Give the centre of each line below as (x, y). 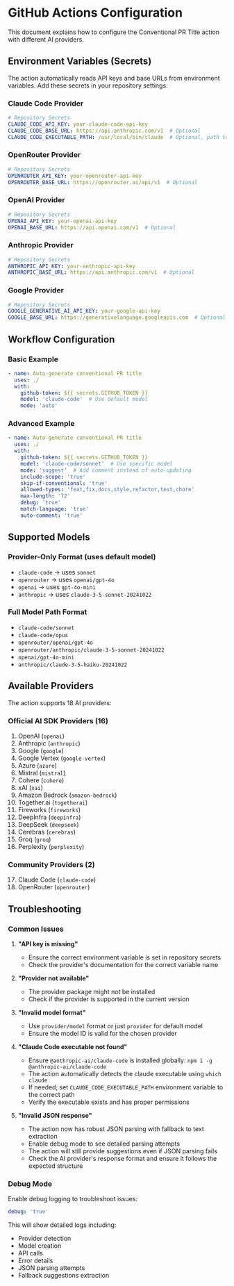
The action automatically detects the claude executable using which (125, 1073)
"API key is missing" (48, 943)
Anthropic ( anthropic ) (49, 743)
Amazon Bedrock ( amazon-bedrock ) (67, 795)
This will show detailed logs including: (62, 1225)
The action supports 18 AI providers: (60, 702)
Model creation (40, 1246)
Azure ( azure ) (37, 765)
